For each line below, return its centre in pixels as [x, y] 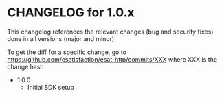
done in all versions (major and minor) [61, 38]
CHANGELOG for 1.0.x [71, 13]
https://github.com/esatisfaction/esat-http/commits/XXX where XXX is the [112, 59]
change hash [25, 66]
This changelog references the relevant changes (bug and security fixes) [110, 32]
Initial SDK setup [51, 87]
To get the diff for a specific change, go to [67, 52]
